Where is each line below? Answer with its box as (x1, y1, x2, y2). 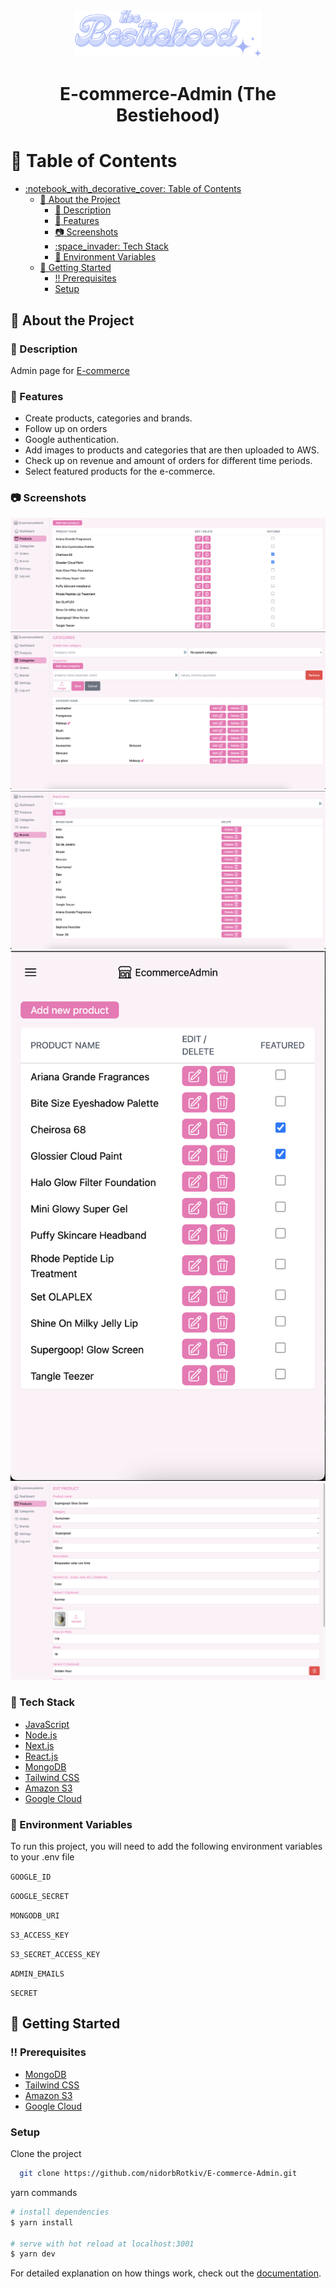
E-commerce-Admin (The (59, 83, 277, 106)
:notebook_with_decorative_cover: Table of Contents (24, 183, 242, 195)
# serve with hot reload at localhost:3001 (10, 2239, 195, 2249)
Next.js (24, 1739, 55, 1751)
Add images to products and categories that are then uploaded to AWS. (24, 444, 320, 456)
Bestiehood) (116, 104, 220, 127)
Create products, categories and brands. (24, 412, 193, 424)
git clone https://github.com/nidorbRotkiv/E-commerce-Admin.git (19, 2169, 298, 2179)
